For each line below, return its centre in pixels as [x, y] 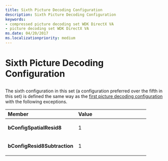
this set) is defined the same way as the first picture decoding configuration [84, 96]
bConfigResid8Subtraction [41, 146]
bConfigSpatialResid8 [35, 128]
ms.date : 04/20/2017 [27, 33]
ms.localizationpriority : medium [40, 38]
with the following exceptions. [36, 102]
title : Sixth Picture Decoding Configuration [54, 10]
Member [18, 114]
